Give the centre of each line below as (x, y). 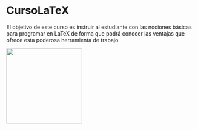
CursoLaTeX (38, 11)
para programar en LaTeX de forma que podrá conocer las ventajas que (96, 33)
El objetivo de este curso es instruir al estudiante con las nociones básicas (99, 27)
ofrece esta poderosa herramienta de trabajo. (63, 40)
